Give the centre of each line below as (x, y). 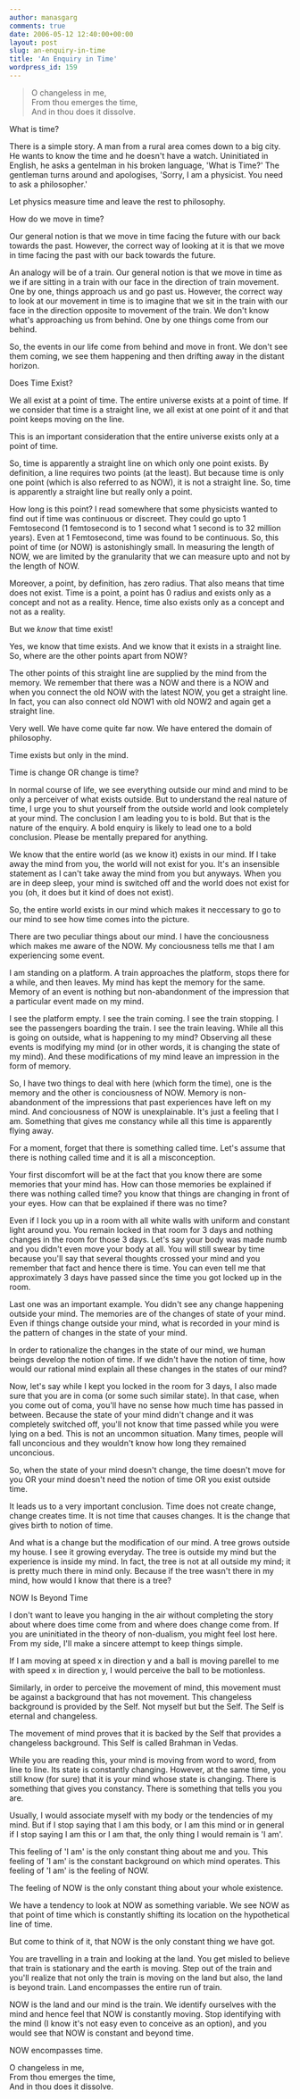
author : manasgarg (43, 17)
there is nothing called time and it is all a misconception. (112, 1157)
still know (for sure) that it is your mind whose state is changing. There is (143, 1778)
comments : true (37, 26)
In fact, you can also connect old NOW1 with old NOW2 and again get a (140, 701)
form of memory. (40, 1066)
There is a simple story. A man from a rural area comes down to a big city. (145, 146)
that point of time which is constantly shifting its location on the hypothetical (150, 1914)
